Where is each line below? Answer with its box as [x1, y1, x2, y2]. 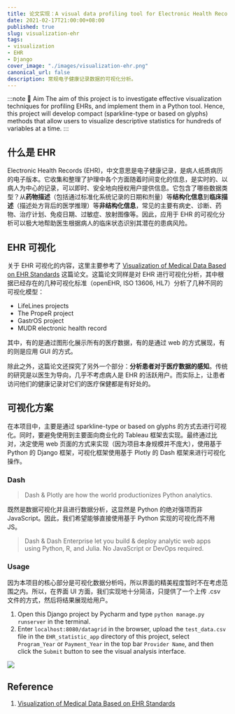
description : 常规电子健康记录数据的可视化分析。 [7, 75, 137, 83]
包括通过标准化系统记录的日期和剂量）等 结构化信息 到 [55, 193, 210, 201]
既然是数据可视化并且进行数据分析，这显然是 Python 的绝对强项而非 [7, 505, 203, 514]
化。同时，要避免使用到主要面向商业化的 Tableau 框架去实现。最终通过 [7, 430, 212, 439]
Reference [7, 680, 54, 692]
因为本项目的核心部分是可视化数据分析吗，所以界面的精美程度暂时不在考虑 [7, 579, 222, 587]
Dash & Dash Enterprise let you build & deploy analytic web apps [24, 537, 211, 545]
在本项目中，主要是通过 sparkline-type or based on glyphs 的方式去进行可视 [7, 422, 227, 430]
